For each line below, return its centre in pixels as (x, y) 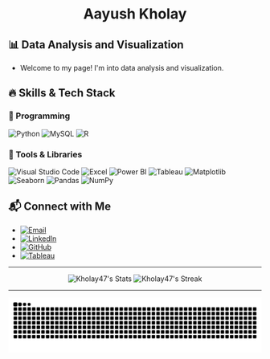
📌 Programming (39, 116)
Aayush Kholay (135, 14)
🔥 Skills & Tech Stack (62, 93)
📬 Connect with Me (59, 207)
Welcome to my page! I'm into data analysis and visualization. (122, 68)
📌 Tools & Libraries (45, 154)
